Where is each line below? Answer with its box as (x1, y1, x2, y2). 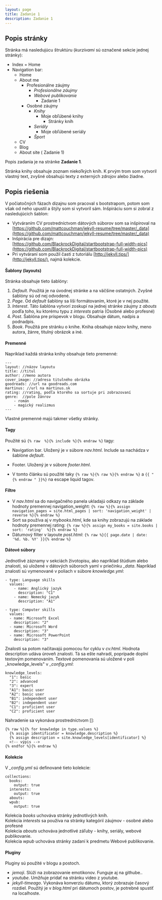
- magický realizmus (14, 403, 55, 408)
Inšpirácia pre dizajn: (12, 236, 54, 241)
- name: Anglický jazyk (14, 586, 62, 591)
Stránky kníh (48, 119, 74, 124)
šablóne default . (12, 452, 45, 458)
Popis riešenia (5, 188, 49, 196)
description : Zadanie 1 (5, 16, 53, 21)
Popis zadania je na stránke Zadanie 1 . (5, 159, 82, 165)
